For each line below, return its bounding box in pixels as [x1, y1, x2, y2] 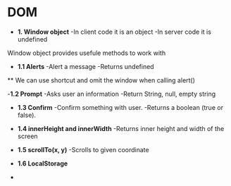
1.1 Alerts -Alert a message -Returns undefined [17, 62, 154, 70]
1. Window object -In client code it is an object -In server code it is [17, 27, 211, 36]
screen [17, 132, 38, 140]
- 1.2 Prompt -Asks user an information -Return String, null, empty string [7, 89, 216, 98]
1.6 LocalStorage [17, 159, 68, 168]
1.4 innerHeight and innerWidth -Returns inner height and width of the [17, 124, 225, 132]
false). [17, 111, 37, 119]
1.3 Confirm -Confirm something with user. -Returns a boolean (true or [17, 103, 224, 111]
